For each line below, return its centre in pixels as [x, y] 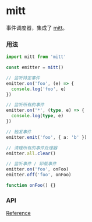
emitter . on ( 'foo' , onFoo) [37, 169]
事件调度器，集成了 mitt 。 [37, 28]
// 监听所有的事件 [25, 105]
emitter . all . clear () [31, 153]
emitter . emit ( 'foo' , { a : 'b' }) [47, 137]
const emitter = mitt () [35, 68]
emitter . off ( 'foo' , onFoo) [39, 175]
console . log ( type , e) [38, 116]
